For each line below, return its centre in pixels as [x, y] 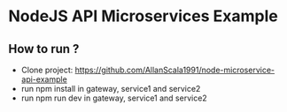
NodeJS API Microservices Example [143, 16]
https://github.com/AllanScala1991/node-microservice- [175, 70]
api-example [44, 79]
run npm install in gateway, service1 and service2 [111, 89]
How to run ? [44, 49]
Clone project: [47, 70]
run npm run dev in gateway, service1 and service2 [114, 98]
